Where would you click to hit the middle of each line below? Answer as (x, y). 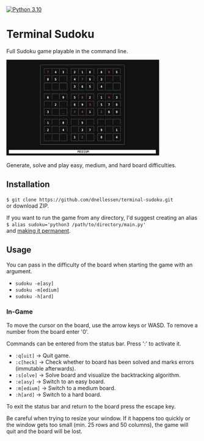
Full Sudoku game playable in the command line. (67, 51)
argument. (19, 271)
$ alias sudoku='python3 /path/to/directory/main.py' (76, 224)
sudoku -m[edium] (37, 290)
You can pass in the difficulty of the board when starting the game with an (100, 265)
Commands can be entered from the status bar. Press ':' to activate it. (94, 344)
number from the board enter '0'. (48, 331)
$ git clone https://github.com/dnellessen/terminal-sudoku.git (90, 200)
